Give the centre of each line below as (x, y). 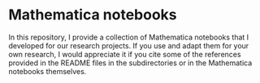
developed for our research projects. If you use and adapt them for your (129, 45)
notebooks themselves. (48, 71)
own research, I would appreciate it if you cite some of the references (125, 54)
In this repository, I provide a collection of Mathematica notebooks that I (129, 37)
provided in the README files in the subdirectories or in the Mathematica (130, 63)
